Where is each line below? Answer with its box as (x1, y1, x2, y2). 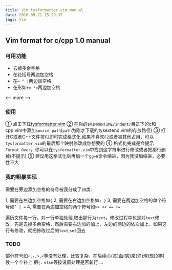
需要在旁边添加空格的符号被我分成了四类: (5, 186, 92, 192)
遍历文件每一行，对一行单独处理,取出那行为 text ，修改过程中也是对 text (5, 214, 155, 221)
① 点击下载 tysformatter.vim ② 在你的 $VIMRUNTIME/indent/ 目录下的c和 (5, 121, 156, 127)
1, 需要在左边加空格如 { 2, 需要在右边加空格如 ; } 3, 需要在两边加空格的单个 (5, 197, 162, 203)
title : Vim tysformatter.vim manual (5, 7, 83, 13)
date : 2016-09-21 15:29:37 (5, 12, 63, 17)
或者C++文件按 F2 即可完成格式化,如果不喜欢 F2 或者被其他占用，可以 (13, 134, 154, 140)
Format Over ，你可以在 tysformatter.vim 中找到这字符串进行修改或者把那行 (5, 147, 162, 153)
